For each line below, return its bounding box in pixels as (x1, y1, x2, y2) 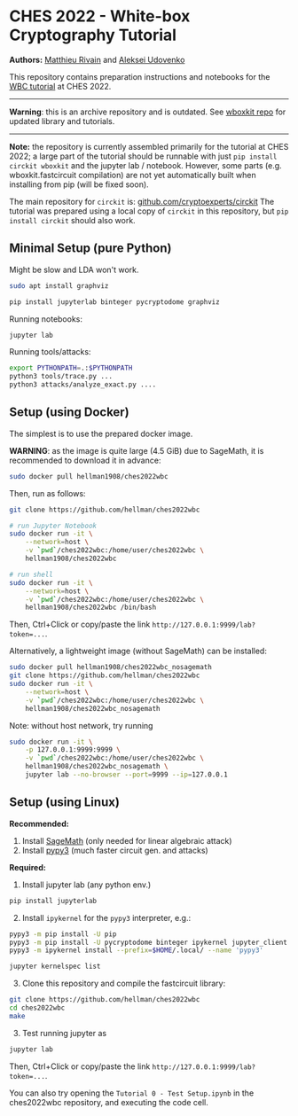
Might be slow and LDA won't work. (9, 264, 139, 275)
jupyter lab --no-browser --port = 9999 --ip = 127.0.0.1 (25, 770, 228, 779)
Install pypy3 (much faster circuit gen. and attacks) (21, 845, 208, 855)
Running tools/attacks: (9, 347, 91, 357)
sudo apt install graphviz (9, 281, 109, 290)
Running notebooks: (9, 313, 82, 324)
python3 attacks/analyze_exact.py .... (9, 380, 157, 389)
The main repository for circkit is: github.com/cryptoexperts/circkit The (9, 196, 275, 207)
